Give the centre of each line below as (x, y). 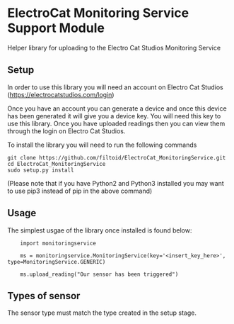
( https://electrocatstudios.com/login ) (61, 94)
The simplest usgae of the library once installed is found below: (100, 230)
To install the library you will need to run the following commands (102, 145)
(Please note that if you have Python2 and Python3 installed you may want (116, 183)
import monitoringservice (58, 243)
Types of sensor (44, 296)
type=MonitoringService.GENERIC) (57, 262)
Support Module (56, 28)
